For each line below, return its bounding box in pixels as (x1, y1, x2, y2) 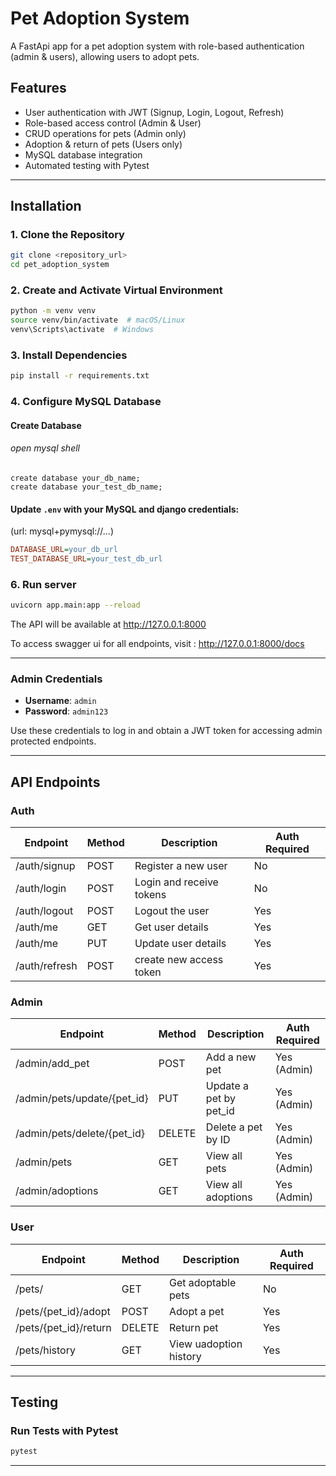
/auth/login (15, 882, 67, 896)
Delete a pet (205, 1120, 263, 1134)
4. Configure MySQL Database (10, 395, 162, 409)
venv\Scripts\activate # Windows (10, 325, 155, 335)
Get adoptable (169, 1275, 237, 1289)
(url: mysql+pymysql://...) (10, 525, 114, 537)
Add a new (205, 1050, 257, 1064)
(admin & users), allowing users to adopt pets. (10, 50, 200, 62)
